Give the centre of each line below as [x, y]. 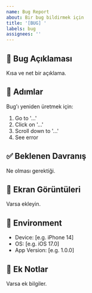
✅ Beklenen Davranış [46, 156]
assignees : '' [24, 34]
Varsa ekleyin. [23, 204]
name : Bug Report [28, 12]
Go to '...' [26, 118]
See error [27, 137]
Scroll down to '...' [37, 131]
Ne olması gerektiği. [31, 171]
